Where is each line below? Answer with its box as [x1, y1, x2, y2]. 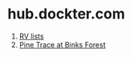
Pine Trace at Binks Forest [18, 39, 106, 49]
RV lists [18, 31, 45, 41]
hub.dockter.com [7, 5, 126, 23]
